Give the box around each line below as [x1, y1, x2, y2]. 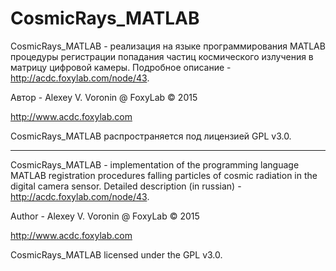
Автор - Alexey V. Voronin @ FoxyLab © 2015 [10, 91, 198, 103]
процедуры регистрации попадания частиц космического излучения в [10, 50, 314, 62]
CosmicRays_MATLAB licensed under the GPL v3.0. [10, 248, 223, 261]
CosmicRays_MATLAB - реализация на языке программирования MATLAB [10, 40, 326, 52]
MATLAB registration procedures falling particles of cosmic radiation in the [10, 169, 318, 181]
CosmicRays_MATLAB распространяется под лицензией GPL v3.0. [10, 130, 292, 142]
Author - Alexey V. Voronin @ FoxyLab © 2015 [10, 210, 200, 222]
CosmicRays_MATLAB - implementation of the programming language [10, 158, 300, 171]
